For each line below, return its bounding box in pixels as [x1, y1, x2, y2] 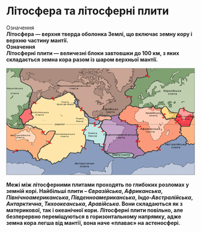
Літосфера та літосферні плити [6, 4, 169, 18]
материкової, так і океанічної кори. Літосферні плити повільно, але [6, 207, 184, 214]
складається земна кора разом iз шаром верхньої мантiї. [6, 56, 159, 63]
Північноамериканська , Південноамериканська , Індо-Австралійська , [6, 194, 193, 201]
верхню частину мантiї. [6, 37, 69, 44]
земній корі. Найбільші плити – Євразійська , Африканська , [6, 188, 163, 195]
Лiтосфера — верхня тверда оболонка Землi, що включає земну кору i [6, 30, 193, 37]
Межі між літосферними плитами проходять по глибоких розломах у [6, 181, 190, 188]
